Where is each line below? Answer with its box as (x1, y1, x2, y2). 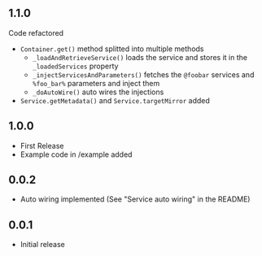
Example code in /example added (20, 150, 133, 159)
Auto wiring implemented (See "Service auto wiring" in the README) (20, 194, 251, 204)
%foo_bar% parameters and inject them (32, 78, 160, 88)
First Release (20, 141, 64, 150)
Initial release (20, 240, 65, 249)
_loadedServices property (32, 61, 119, 71)
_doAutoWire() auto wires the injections (32, 87, 164, 97)
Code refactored (8, 28, 63, 37)
